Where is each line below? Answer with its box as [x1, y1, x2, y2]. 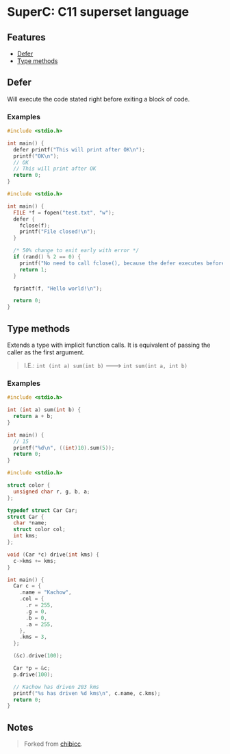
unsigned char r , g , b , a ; [13, 488, 90, 495]
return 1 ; [19, 266, 48, 273]
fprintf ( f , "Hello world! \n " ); [13, 285, 103, 292]
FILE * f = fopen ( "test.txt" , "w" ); [13, 209, 115, 216]
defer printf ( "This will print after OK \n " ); [13, 146, 146, 153]
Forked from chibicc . [23, 740, 83, 748]
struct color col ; [13, 526, 66, 533]
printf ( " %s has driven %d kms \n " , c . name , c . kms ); [13, 690, 161, 696]
